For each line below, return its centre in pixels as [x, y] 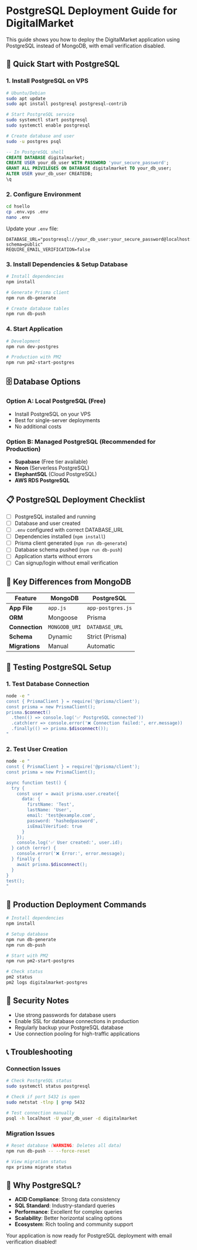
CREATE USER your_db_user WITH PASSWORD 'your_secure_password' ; [87, 163]
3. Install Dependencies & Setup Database [67, 264]
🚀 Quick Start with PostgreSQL [63, 64]
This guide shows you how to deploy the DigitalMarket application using [93, 39]
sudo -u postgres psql [34, 141]
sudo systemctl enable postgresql [48, 125]
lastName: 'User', [50, 810]
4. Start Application [35, 329]
